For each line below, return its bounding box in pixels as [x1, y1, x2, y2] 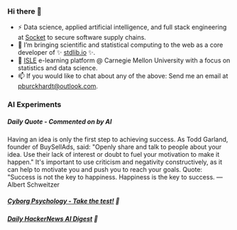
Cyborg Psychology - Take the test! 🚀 [7, 197, 120, 205]
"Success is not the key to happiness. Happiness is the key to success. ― [7, 173, 224, 182]
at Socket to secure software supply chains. [17, 33, 147, 42]
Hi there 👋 [7, 6, 43, 16]
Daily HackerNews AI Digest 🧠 [7, 214, 98, 223]
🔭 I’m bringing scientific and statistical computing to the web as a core [17, 40, 224, 49]
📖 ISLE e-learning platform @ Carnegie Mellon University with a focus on [17, 56, 231, 65]
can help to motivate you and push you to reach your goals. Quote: [7, 165, 203, 174]
